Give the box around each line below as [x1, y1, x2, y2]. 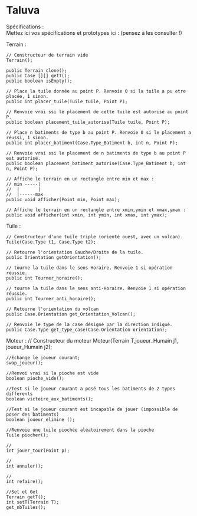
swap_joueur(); [6, 360, 44, 366]
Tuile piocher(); [6, 432, 49, 438]
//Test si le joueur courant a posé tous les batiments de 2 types [6, 386, 176, 392]
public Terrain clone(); [6, 67, 67, 74]
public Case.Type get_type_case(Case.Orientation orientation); [6, 327, 168, 333]
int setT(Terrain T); [6, 499, 60, 505]
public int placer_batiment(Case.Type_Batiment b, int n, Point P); [6, 140, 178, 146]
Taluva [6, 4, 40, 17]
